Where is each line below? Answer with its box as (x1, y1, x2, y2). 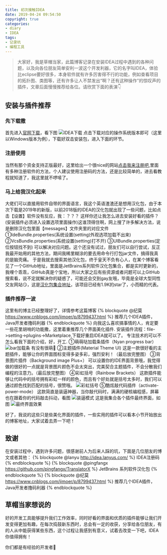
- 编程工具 (5, 44, 25, 49)
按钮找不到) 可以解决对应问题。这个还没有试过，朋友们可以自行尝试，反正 (9, 244, 161, 250)
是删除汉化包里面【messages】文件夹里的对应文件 (5, 225, 109, 231)
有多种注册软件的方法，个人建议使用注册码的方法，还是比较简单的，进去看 (5, 168, 158, 174)
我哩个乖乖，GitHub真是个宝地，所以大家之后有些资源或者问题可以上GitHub (5, 269, 160, 275)
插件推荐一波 (5, 295, 36, 302)
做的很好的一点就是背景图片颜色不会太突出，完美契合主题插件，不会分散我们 (5, 364, 162, 370)
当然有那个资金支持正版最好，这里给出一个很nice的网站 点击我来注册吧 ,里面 (5, 162, 159, 168)
